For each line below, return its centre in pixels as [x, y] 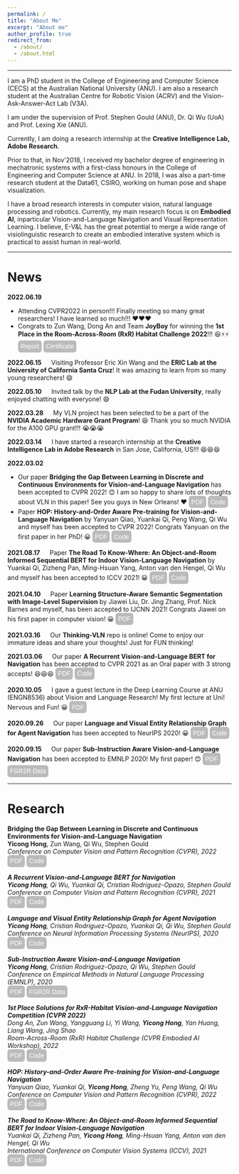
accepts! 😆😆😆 [31, 673]
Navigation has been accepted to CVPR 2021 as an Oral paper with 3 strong [119, 664]
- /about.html [34, 54]
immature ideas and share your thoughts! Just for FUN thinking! [101, 643]
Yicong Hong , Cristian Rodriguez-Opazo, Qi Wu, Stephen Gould [101, 967]
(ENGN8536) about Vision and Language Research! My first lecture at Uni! [116, 697]
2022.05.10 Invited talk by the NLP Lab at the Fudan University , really [115, 391]
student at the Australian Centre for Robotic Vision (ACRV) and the [104, 95]
